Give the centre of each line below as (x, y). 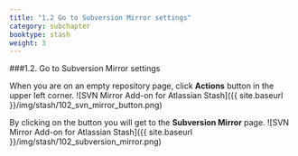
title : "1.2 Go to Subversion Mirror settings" (101, 18)
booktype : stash (40, 34)
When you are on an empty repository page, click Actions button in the (142, 86)
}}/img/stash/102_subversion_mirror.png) (86, 142)
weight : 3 (28, 43)
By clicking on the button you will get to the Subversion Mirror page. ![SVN (149, 123)
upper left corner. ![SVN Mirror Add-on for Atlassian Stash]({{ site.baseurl (146, 96)
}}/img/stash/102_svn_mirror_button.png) (86, 106)
